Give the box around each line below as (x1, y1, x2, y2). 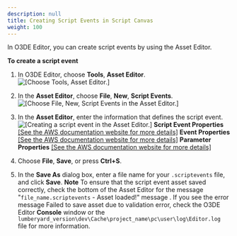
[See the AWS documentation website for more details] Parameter (17, 135, 212, 144)
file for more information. (17, 222, 91, 230)
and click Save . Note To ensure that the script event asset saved (17, 178, 207, 186)
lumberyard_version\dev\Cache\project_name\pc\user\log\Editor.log (17, 215, 221, 223)
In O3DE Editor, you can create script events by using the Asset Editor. (7, 43, 212, 52)
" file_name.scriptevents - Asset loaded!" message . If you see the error (17, 193, 229, 202)
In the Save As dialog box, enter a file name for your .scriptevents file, (17, 171, 225, 179)
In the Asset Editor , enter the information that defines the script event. (17, 113, 224, 121)
